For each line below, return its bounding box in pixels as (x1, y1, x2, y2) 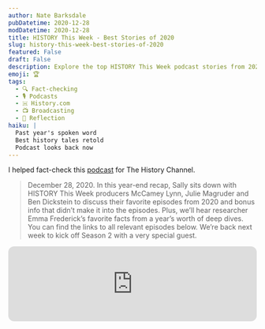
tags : (8, 77, 26, 85)
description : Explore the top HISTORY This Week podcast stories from (8, 63, 245, 71)
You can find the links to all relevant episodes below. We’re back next (27, 222, 252, 232)
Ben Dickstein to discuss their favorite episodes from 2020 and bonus (27, 197, 255, 207)
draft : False (8, 56, 51, 64)
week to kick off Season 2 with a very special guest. (27, 230, 197, 241)
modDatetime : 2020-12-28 (8, 26, 90, 34)
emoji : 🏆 (8, 70, 40, 78)
